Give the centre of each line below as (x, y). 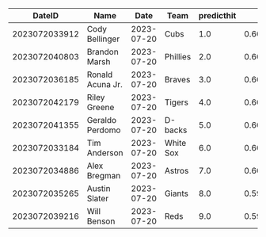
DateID (46, 15)
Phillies (178, 57)
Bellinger (103, 39)
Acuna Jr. (104, 84)
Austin (99, 188)
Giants (176, 193)
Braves (177, 80)
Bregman (104, 176)
